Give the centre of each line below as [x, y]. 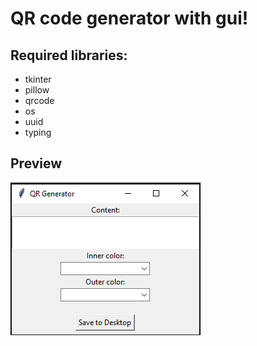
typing [38, 132]
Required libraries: [69, 55]
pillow [37, 90]
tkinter [38, 79]
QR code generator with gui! [129, 18]
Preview [36, 163]
